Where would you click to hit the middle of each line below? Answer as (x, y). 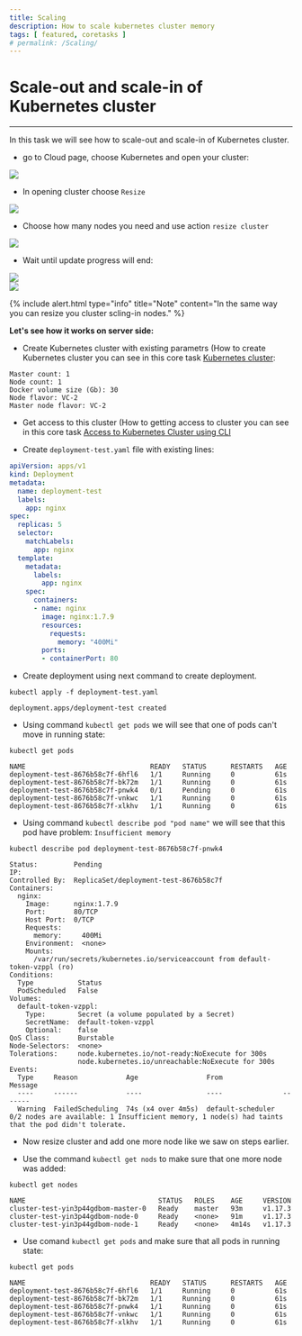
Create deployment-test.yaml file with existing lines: (118, 450)
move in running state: (64, 734)
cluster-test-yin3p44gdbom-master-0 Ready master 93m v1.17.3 (151, 1209)
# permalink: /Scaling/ (54, 43)
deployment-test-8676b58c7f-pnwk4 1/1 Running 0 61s (148, 1307)
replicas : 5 (40, 525)
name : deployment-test (60, 491)
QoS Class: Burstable (62, 1038)
